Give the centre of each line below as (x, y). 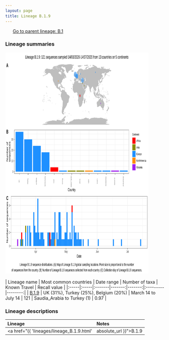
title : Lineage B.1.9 (28, 16)
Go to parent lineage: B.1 (38, 31)
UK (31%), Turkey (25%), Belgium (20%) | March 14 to (99, 292)
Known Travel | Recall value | (35, 287)
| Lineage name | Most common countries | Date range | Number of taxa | (81, 282)
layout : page (19, 11)
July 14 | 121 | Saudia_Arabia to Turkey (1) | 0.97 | (56, 298)
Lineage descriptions (32, 311)
